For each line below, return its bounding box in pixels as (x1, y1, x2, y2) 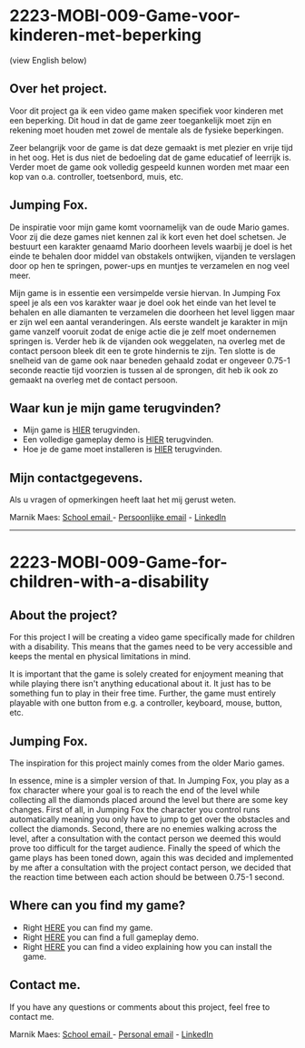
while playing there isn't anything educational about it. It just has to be (9, 678, 271, 689)
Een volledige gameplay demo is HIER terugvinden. (22, 434, 214, 445)
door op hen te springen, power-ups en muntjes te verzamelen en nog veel (9, 260, 290, 271)
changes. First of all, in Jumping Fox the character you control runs (9, 805, 261, 815)
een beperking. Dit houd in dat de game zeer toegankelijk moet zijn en (9, 114, 272, 125)
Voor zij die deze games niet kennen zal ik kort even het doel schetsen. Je (9, 231, 287, 242)
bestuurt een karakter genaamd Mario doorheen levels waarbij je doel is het (9, 241, 293, 252)
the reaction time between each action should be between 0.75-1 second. (9, 872, 285, 882)
